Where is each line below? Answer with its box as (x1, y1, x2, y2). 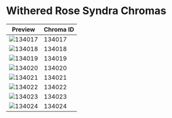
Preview (11, 25, 35, 33)
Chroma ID (44, 25, 75, 33)
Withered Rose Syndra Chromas (6, 4, 167, 18)
